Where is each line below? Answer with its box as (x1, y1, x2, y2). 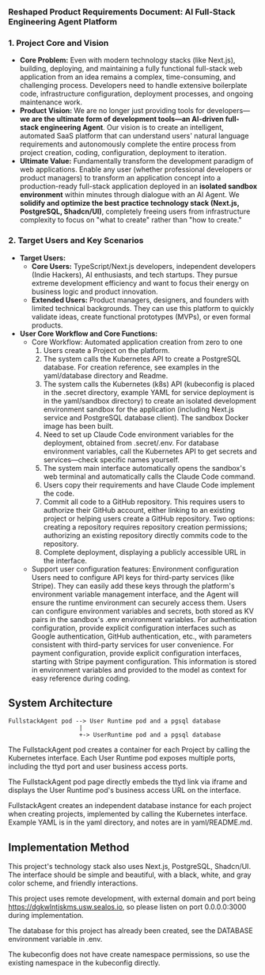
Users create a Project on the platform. (43, 345, 170, 355)
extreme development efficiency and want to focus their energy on (31, 278, 249, 287)
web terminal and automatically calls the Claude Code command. (43, 472, 256, 481)
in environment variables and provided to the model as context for (31, 665, 247, 674)
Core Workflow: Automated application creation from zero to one (31, 337, 243, 347)
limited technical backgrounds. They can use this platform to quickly (31, 303, 255, 313)
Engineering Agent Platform (8, 16, 117, 27)
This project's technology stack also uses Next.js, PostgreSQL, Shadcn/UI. (8, 862, 252, 871)
